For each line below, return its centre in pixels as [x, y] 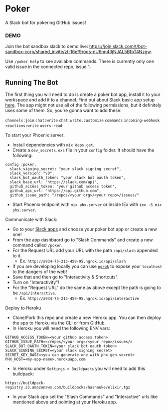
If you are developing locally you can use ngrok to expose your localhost [87, 266]
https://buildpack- [25, 383]
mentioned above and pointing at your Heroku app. [65, 402]
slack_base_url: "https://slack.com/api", [54, 182]
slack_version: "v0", [32, 173]
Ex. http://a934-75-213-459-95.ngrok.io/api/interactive [80, 298]
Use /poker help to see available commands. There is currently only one [80, 61]
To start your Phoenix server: [35, 135]
